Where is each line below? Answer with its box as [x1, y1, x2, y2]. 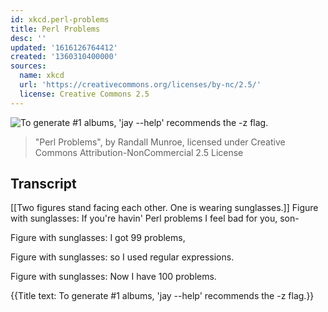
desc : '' [10, 33, 47, 43]
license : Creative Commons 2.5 [19, 89, 150, 99]
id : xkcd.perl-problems [10, 14, 110, 25]
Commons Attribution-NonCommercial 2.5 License [34, 146, 244, 158]
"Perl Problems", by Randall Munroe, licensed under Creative [34, 136, 286, 148]
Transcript [10, 176, 77, 193]
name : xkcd [19, 71, 65, 81]
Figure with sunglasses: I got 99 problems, [10, 232, 186, 244]
